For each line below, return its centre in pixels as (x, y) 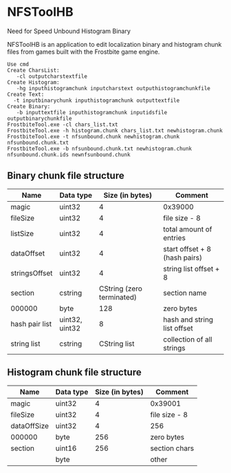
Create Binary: (29, 106)
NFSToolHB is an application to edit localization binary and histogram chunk (114, 44)
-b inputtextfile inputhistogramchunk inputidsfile (92, 112)
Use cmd (18, 64)
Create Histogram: (33, 82)
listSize (22, 233)
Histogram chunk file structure (75, 372)
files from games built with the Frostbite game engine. (84, 52)
